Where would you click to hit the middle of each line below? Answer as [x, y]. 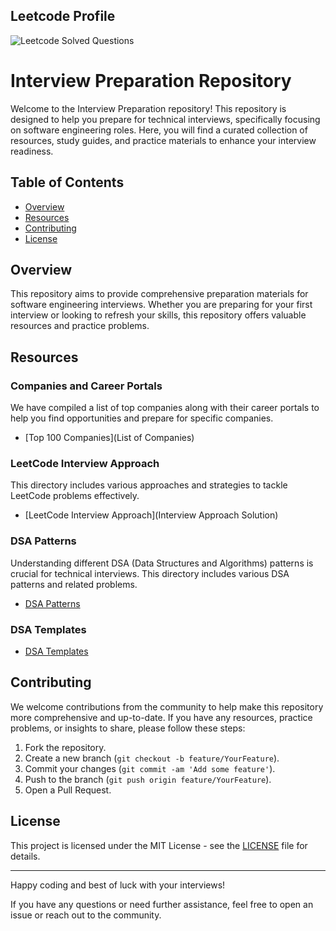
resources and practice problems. [80, 326]
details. [25, 856]
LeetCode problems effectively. [75, 496]
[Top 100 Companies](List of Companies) [109, 438]
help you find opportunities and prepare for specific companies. [142, 418]
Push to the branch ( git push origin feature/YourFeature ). [148, 779]
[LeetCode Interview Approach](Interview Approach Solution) [151, 515]
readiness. [32, 151]
